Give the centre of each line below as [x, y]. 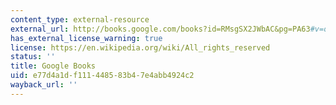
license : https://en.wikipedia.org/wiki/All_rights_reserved [140, 47]
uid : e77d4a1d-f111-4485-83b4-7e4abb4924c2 [102, 76]
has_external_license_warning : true [86, 38]
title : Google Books [53, 66]
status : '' [33, 57]
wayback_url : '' [44, 85]
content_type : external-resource [80, 19]
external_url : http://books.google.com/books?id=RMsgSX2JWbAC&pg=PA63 [160, 29]
